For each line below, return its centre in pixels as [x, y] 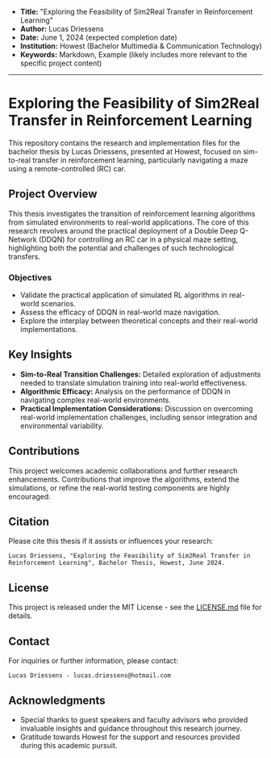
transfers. [24, 256]
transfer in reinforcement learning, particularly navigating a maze [140, 160]
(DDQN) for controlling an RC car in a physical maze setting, [139, 239]
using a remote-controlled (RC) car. [67, 168]
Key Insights [40, 355]
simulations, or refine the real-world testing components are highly [119, 487]
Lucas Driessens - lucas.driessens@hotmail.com [90, 676]
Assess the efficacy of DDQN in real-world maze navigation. [120, 312]
